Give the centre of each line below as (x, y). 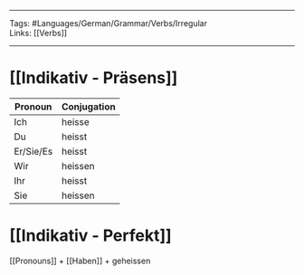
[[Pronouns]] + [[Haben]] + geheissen (80, 261)
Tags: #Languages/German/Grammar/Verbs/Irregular (109, 23)
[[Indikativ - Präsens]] (94, 78)
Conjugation (89, 107)
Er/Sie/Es (33, 151)
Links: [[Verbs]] (38, 33)
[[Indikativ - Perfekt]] (90, 236)
